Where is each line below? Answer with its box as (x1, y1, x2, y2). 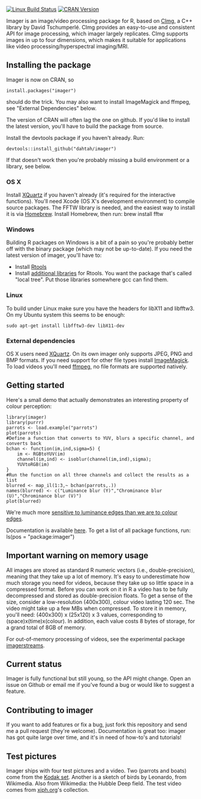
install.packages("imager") (6, 88, 77, 94)
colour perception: (6, 402, 52, 410)
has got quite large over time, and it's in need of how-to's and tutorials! (6, 734, 182, 741)
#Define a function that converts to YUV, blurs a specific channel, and (6, 435, 195, 441)
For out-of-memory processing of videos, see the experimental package (6, 635, 185, 642)
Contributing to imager (6, 705, 94, 715)
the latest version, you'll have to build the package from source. (6, 122, 164, 130)
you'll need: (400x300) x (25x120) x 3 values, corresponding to (6, 611, 163, 618)
